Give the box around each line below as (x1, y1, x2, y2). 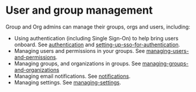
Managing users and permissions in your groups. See (14, 47, 145, 54)
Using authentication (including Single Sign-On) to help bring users (14, 34, 179, 42)
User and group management (5, 4, 153, 17)
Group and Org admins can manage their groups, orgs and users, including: (5, 23, 191, 30)
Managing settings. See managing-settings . (14, 78, 121, 86)
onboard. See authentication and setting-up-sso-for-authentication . (14, 41, 181, 48)
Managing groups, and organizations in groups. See (14, 60, 141, 67)
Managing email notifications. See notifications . (14, 72, 131, 80)
